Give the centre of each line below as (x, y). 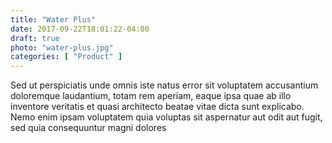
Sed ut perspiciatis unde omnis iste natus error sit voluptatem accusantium (164, 85)
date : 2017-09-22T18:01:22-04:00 (80, 29)
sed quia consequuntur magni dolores (88, 128)
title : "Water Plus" (53, 19)
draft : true (35, 38)
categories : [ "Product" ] (66, 57)
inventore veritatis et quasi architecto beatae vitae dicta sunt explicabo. (157, 107)
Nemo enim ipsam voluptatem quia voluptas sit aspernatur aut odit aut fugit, (166, 117)
